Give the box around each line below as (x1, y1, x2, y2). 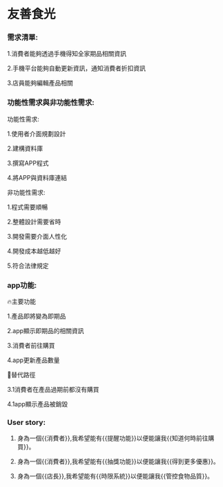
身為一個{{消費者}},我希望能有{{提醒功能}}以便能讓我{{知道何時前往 (17, 434, 209, 442)
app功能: (7, 280, 37, 290)
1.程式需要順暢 (7, 203, 48, 211)
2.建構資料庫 (7, 144, 43, 152)
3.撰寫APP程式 (7, 159, 49, 167)
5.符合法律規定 (7, 261, 49, 270)
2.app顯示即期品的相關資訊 (7, 327, 84, 335)
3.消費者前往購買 (7, 341, 55, 350)
